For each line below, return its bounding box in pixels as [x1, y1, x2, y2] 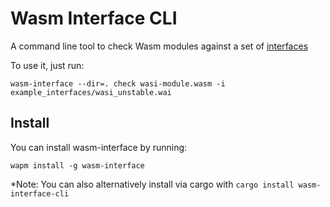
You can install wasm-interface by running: [10, 141, 188, 153]
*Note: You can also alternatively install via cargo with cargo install [10, 178, 295, 190]
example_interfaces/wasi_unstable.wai [10, 87, 172, 97]
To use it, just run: [10, 59, 85, 71]
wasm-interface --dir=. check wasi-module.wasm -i [10, 78, 226, 89]
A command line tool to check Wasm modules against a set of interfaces [10, 40, 309, 52]
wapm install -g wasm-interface [10, 160, 145, 171]
